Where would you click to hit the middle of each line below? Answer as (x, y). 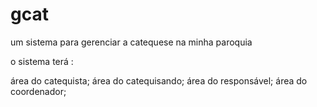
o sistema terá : (42, 61)
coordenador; (38, 91)
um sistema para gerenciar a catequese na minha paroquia (131, 42)
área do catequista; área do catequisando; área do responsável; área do (159, 80)
